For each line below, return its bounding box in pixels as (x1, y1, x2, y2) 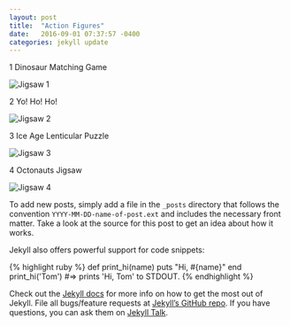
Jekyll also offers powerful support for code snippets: (9, 244, 205, 255)
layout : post (9, 12, 57, 22)
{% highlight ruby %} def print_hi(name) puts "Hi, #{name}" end (9, 262, 242, 273)
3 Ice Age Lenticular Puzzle (9, 130, 110, 142)
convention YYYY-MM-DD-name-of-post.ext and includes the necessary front (9, 209, 281, 220)
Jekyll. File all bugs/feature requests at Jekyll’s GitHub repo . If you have (9, 298, 271, 308)
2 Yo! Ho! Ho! (9, 97, 57, 107)
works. (9, 228, 34, 238)
